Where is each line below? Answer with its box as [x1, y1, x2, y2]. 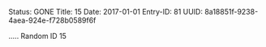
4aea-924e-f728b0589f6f [8, 15, 97, 25]
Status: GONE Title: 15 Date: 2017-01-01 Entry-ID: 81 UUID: [8, 7, 203, 16]
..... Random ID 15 [8, 32, 67, 41]
